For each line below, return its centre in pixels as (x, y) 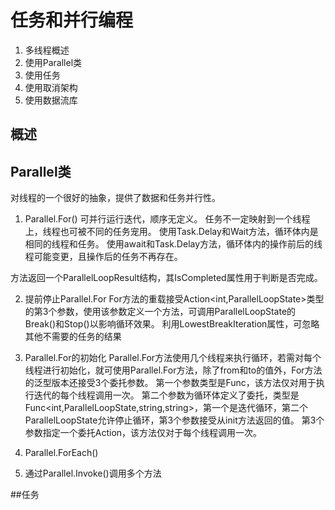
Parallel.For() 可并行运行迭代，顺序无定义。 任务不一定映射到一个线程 (167, 219)
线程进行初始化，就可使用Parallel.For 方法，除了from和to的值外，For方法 (173, 370)
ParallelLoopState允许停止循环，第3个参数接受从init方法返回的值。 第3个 (174, 420)
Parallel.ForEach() (61, 453)
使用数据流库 (51, 100)
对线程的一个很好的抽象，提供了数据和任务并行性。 (115, 198)
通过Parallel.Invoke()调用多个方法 (93, 473)
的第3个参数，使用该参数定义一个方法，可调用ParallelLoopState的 (160, 312)
